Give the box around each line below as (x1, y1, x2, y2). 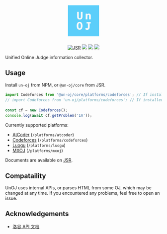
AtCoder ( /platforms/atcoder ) (12, 132, 75, 138)
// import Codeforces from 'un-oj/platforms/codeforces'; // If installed (5, 97, 164, 102)
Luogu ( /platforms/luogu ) (12, 142, 66, 149)
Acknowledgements (5, 210, 69, 218)
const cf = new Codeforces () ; (5, 108, 68, 113)
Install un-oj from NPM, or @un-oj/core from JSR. (5, 82, 106, 88)
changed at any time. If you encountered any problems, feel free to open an (5, 190, 160, 196)
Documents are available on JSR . (5, 157, 73, 163)
